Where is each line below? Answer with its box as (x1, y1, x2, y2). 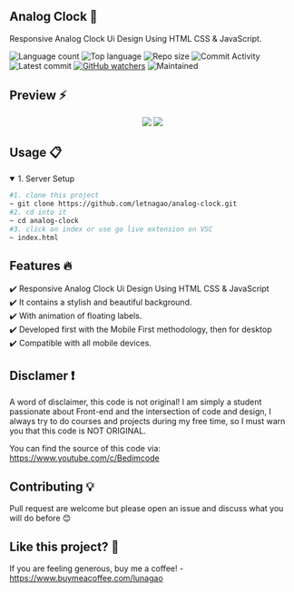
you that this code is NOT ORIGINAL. (9, 425, 147, 436)
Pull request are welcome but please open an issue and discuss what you (9, 503, 284, 514)
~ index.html (9, 233, 59, 242)
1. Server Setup (17, 173, 75, 184)
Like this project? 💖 (9, 539, 120, 554)
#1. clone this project (9, 191, 100, 200)
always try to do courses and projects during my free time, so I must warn (9, 416, 286, 427)
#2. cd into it (9, 208, 67, 218)
